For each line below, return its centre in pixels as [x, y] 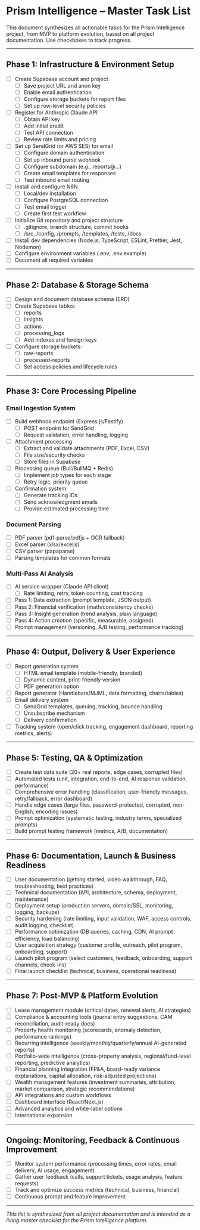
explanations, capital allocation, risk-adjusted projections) [85, 1076]
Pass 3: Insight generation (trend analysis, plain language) [86, 614]
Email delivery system [42, 699]
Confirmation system [40, 489]
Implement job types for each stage [67, 475]
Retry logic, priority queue [56, 482]
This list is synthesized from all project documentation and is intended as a [98, 1214]
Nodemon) [28, 247]
